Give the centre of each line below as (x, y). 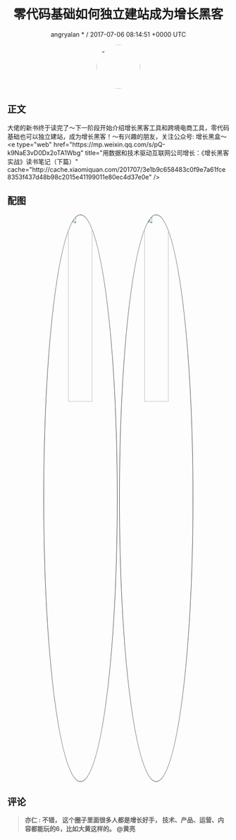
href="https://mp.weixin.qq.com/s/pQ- (109, 144)
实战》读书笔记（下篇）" (43, 161)
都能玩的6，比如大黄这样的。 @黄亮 (83, 829)
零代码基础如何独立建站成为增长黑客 (118, 14)
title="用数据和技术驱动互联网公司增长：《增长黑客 (157, 153)
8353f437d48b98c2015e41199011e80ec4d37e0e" (80, 177)
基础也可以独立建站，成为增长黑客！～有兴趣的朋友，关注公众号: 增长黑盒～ (117, 136)
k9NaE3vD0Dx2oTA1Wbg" (45, 153)
